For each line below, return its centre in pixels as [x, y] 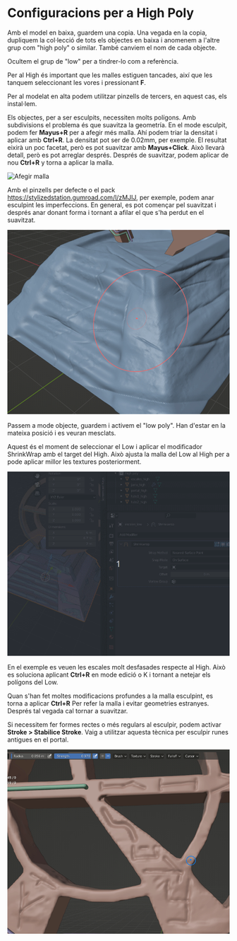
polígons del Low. [33, 682]
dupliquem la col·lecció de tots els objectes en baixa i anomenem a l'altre [114, 40]
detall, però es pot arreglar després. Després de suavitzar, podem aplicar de [118, 155]
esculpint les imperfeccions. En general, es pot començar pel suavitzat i [112, 205]
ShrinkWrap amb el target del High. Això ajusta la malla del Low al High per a [119, 454]
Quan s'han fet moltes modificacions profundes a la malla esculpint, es [110, 696]
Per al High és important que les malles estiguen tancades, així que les [110, 75]
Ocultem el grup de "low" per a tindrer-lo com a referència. [93, 61]
